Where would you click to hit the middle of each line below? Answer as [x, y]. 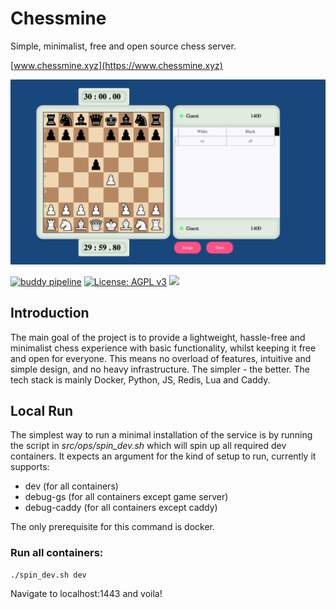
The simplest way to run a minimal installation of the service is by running [161, 435]
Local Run [42, 410]
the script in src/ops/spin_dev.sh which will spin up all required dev [148, 446]
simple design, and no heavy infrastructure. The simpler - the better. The [160, 369]
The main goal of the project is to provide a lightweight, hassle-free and [158, 337]
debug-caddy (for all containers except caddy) [121, 508]
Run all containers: [57, 553]
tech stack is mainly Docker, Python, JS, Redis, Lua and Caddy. [140, 379]
